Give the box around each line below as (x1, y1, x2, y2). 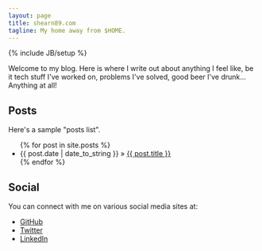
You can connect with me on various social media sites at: (8, 202, 198, 211)
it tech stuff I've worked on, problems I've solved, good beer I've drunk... (8, 73, 246, 82)
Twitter (19, 226, 44, 235)
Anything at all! (8, 80, 57, 90)
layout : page (8, 11, 52, 20)
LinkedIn (19, 234, 48, 243)
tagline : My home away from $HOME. (8, 26, 126, 34)
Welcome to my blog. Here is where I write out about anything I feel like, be (8, 64, 254, 73)
